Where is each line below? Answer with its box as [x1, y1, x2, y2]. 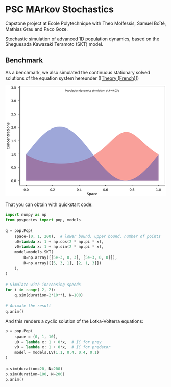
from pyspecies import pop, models [5, 218, 81, 223]
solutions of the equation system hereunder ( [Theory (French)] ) [5, 75, 139, 81]
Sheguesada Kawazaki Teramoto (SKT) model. [5, 41, 104, 47]
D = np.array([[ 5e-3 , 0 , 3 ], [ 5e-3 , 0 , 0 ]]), [23, 255, 117, 261]
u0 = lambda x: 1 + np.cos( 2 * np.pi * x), [14, 239, 104, 244]
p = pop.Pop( [5, 328, 33, 333]
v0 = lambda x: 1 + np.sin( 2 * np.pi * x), [14, 244, 104, 249]
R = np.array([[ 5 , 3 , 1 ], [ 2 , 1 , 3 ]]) [23, 261, 102, 266]
